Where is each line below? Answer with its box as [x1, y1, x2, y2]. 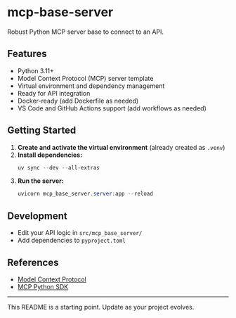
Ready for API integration [17, 89, 91, 97]
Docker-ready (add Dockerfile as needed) [17, 96, 139, 105]
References [7, 256, 59, 268]
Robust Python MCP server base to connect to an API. [7, 27, 164, 36]
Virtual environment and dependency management [17, 82, 165, 90]
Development [7, 210, 68, 222]
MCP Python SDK [17, 282, 69, 291]
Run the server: [17, 177, 65, 185]
